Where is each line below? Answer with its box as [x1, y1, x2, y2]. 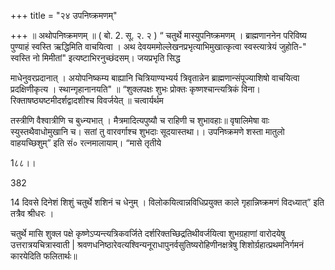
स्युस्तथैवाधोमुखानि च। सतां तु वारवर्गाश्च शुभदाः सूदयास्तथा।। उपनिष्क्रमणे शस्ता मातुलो [10, 126, 285, 137]
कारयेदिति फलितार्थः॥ [10, 250, 78, 262]
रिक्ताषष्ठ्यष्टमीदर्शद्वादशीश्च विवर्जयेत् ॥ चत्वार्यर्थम [10, 95, 164, 106]
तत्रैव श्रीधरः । [10, 208, 55, 219]
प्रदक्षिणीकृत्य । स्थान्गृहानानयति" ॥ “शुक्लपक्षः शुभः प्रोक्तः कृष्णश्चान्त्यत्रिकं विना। [10, 83, 261, 95]
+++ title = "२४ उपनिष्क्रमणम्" [10, 10, 118, 21]
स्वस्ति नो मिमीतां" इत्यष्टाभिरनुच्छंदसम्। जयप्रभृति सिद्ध [10, 52, 181, 64]
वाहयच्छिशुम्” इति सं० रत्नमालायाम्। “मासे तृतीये [10, 137, 162, 149]
